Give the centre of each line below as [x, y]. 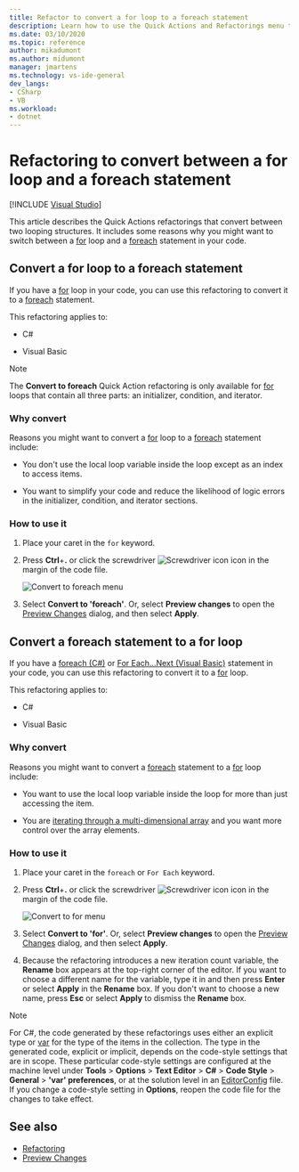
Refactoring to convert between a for [149, 161]
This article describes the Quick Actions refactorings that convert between [146, 222]
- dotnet [25, 117]
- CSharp [25, 92]
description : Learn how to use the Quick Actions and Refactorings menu [147, 26]
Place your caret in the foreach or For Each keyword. [118, 872]
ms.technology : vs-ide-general [67, 76]
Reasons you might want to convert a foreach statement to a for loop [135, 767]
